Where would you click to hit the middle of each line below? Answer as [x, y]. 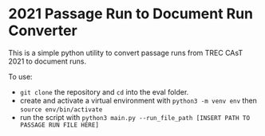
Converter [43, 31]
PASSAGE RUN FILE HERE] [59, 125]
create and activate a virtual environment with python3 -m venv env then [138, 100]
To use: [21, 76]
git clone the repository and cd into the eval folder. [104, 91]
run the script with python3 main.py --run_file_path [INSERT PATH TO [134, 117]
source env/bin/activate [61, 109]
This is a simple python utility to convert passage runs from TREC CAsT [126, 52]
